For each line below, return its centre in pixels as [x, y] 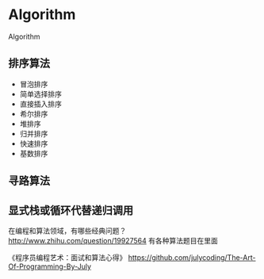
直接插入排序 [40, 104]
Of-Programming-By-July [50, 266]
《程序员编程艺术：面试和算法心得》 [67, 257]
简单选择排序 [40, 94]
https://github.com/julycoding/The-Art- [192, 257]
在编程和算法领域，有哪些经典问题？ [67, 231]
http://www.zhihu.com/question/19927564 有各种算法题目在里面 [113, 240]
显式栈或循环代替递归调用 [71, 210]
